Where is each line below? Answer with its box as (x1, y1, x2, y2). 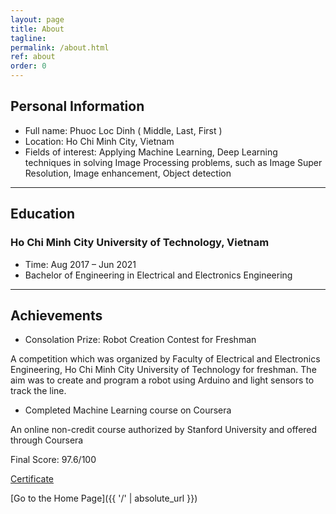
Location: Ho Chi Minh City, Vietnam (24, 135, 175, 147)
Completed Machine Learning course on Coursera (24, 404, 232, 416)
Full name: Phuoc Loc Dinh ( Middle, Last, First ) (24, 124, 223, 136)
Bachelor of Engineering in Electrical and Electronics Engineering (24, 269, 293, 281)
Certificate (10, 473, 55, 485)
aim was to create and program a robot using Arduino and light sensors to (10, 374, 315, 386)
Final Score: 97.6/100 (10, 454, 97, 466)
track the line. (10, 385, 67, 397)
